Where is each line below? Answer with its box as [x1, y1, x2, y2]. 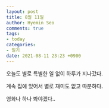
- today [6, 36, 26, 42]
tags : [6, 31, 20, 37]
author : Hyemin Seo [6, 20, 55, 26]
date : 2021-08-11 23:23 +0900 [6, 53, 82, 59]
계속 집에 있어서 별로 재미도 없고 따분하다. [6, 82, 103, 90]
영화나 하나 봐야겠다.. [6, 95, 55, 102]
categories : [6, 42, 36, 48]
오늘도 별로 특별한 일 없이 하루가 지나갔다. [6, 69, 103, 77]
